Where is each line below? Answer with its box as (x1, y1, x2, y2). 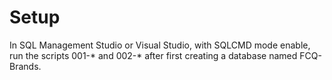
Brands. (9, 60, 42, 72)
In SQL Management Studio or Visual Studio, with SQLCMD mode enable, (9, 39, 311, 51)
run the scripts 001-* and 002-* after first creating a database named (9, 49, 298, 61)
